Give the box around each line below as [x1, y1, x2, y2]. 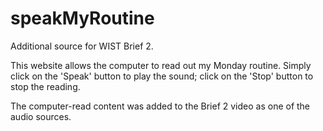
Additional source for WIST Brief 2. [10, 40, 154, 52]
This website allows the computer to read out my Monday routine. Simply [10, 59, 312, 71]
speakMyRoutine [10, 7, 155, 30]
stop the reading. [10, 80, 81, 92]
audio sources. [10, 110, 72, 122]
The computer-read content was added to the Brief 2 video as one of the [10, 100, 311, 112]
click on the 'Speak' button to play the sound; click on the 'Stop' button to [10, 70, 314, 82]
